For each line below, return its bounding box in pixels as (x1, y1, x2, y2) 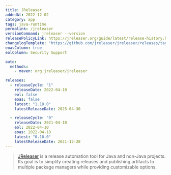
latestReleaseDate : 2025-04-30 (14, 106, 81, 111)
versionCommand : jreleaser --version (5, 31, 85, 36)
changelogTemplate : (5, 41, 47, 46)
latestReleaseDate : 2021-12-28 (14, 139, 81, 144)
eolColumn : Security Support (5, 50, 67, 55)
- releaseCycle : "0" (10, 115, 53, 121)
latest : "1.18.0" (14, 101, 51, 107)
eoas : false (14, 97, 40, 102)
